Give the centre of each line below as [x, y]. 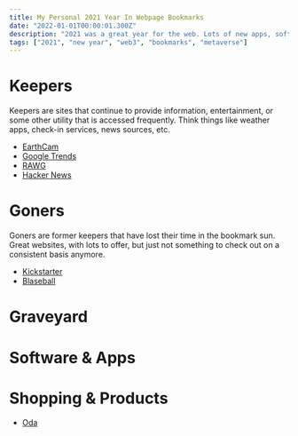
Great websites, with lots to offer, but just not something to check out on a [145, 245]
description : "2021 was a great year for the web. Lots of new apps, [141, 34]
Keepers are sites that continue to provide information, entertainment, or [141, 111]
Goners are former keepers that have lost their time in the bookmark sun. [142, 235]
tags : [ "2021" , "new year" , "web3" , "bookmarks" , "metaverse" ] [129, 42]
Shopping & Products [89, 398]
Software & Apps [72, 357]
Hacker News [47, 175]
